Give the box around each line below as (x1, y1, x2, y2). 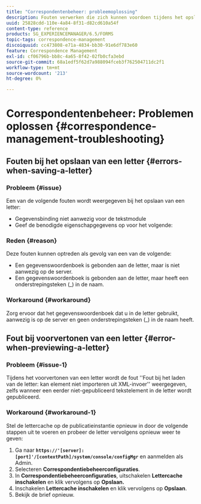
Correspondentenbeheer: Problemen (6, 107, 194, 121)
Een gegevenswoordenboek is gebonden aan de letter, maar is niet (14, 262, 180, 269)
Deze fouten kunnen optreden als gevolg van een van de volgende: (6, 250, 172, 257)
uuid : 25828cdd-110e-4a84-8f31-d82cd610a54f (6, 20, 119, 26)
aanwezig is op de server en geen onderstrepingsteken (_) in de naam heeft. (6, 316, 194, 323)
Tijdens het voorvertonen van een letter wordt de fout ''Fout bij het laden (6, 374, 185, 382)
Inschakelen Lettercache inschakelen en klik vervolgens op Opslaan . (14, 484, 187, 492)
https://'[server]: (35, 448, 85, 454)
